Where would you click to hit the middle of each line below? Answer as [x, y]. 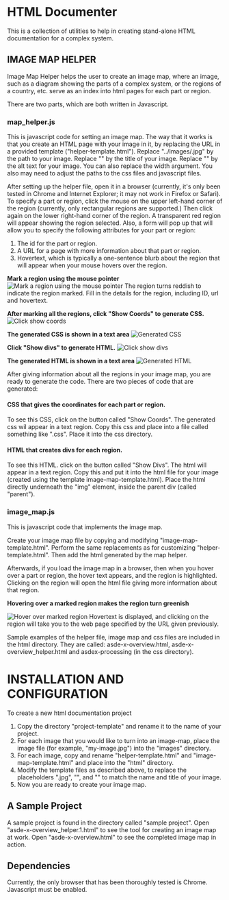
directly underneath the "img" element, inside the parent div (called [102, 487]
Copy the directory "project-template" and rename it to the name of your [119, 726]
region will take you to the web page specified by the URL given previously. [113, 624]
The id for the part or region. [57, 243]
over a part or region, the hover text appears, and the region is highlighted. [112, 575]
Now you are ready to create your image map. [82, 784]
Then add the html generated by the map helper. [119, 555]
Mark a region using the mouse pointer [63, 279]
